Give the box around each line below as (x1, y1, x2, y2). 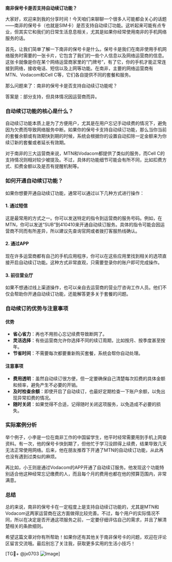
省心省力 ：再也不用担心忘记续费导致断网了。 (12, 331, 107, 337)
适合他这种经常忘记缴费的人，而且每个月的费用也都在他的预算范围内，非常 (9, 471, 167, 477)
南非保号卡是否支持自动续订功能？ (5, 5, 77, 11)
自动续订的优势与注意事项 (5, 305, 69, 312)
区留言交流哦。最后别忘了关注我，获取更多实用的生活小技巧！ (5, 540, 136, 547)
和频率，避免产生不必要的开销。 (12, 382, 80, 388)
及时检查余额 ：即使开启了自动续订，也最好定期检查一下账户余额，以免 (12, 388, 161, 394)
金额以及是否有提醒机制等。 (23, 163, 82, 169)
